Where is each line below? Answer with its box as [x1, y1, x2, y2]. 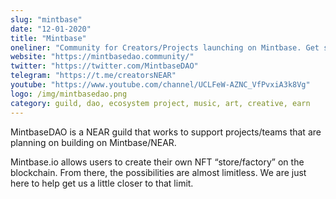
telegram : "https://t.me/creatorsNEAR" [10, 71, 177, 81]
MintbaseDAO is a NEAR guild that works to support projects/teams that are [10, 126, 322, 138]
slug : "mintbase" [10, 14, 83, 25]
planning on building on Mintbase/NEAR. [10, 136, 177, 148]
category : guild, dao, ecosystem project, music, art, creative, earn [10, 98, 311, 108]
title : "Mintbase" [10, 33, 87, 43]
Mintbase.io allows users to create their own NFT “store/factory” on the [10, 156, 305, 168]
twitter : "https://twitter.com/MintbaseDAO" [10, 61, 199, 71]
